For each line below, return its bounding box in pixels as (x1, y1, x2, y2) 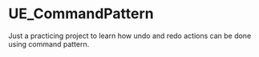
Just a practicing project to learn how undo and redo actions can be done (8, 31, 252, 40)
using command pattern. (8, 39, 90, 48)
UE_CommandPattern (8, 5, 154, 23)
